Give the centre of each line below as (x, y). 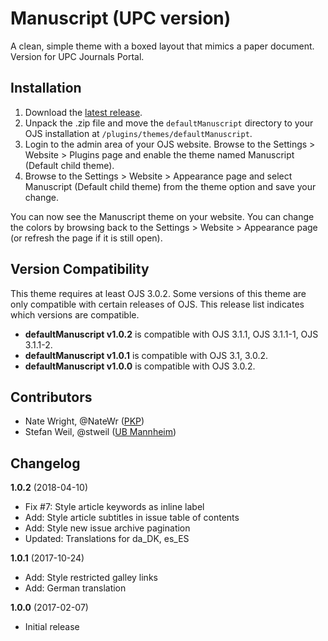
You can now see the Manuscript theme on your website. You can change (162, 216)
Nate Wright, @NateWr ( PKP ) (84, 421)
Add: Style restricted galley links (91, 578)
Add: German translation (75, 588)
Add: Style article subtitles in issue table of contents (132, 518)
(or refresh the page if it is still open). (86, 238)
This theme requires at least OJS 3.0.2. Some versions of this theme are (158, 293)
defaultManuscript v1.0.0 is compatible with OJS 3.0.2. (140, 366)
